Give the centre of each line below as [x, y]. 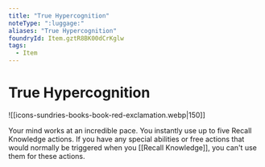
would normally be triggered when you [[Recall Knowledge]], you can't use [133, 147]
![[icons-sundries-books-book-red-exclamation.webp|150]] [107, 115]
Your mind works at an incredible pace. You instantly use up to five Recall [130, 130]
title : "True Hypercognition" [59, 16]
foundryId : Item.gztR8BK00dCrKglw [66, 38]
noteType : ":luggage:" [46, 23]
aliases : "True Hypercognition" [62, 31]
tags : [17, 46]
